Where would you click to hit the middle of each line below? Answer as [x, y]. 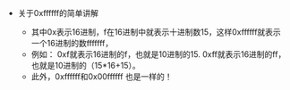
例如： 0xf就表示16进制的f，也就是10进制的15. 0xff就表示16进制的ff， [158, 54]
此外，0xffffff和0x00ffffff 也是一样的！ [102, 77]
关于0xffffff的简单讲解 [58, 13]
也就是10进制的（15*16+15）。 [85, 65]
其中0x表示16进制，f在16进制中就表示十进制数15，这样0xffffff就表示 [156, 32]
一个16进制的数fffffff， [72, 43]
